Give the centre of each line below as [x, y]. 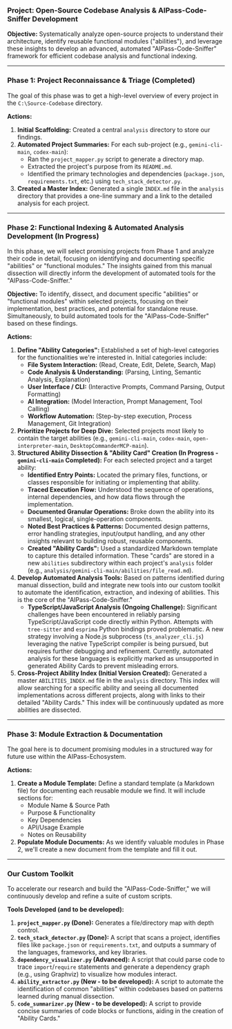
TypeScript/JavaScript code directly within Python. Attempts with [120, 621]
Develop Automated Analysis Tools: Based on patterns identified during [120, 577]
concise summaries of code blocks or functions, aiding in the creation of [120, 1011]
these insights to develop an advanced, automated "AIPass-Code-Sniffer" [112, 49]
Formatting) [44, 394]
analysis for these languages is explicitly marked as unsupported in [123, 658]
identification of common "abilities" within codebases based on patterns [120, 989]
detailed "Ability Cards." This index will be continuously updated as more [120, 702]
